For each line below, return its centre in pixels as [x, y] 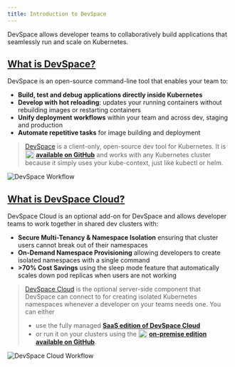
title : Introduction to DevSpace [57, 14]
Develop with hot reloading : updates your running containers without [120, 102]
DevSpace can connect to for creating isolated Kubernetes [111, 297]
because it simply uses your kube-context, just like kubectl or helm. [124, 163]
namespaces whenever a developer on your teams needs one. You [123, 304]
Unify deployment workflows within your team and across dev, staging [123, 117]
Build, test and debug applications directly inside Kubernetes [110, 95]
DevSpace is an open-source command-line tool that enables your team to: [118, 81]
